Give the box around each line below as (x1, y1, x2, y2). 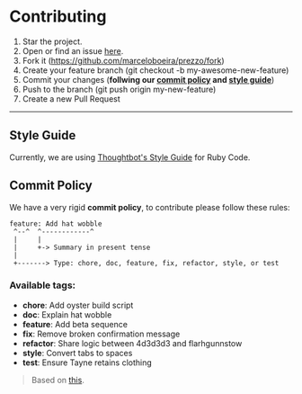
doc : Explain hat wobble (22, 309, 112, 320)
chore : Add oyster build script (22, 300, 134, 310)
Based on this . (31, 374, 85, 385)
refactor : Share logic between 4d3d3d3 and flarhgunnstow (22, 337, 243, 348)
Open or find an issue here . (22, 45, 124, 56)
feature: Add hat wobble (9, 219, 102, 228)
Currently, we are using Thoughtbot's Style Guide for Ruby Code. (9, 151, 251, 163)
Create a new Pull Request (22, 93, 121, 104)
